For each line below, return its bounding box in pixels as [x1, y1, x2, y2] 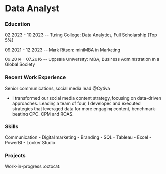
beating [12, 111, 28, 116]
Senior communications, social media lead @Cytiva [5, 85, 110, 91]
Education [5, 21, 31, 28]
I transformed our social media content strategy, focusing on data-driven [12, 95, 161, 101]
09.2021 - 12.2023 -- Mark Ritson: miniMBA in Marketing [5, 47, 120, 53]
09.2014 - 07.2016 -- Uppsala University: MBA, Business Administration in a [5, 57, 160, 62]
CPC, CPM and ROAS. [29, 111, 74, 116]
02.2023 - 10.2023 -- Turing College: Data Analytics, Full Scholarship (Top [5, 32, 157, 38]
